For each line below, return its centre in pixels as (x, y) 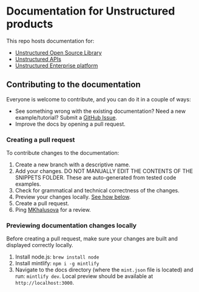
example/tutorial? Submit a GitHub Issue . (66, 117)
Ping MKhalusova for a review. (53, 210)
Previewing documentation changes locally (72, 225)
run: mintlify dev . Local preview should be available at (84, 276)
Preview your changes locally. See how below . (73, 197)
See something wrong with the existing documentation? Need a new (100, 111)
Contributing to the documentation (73, 85)
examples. (28, 184)
